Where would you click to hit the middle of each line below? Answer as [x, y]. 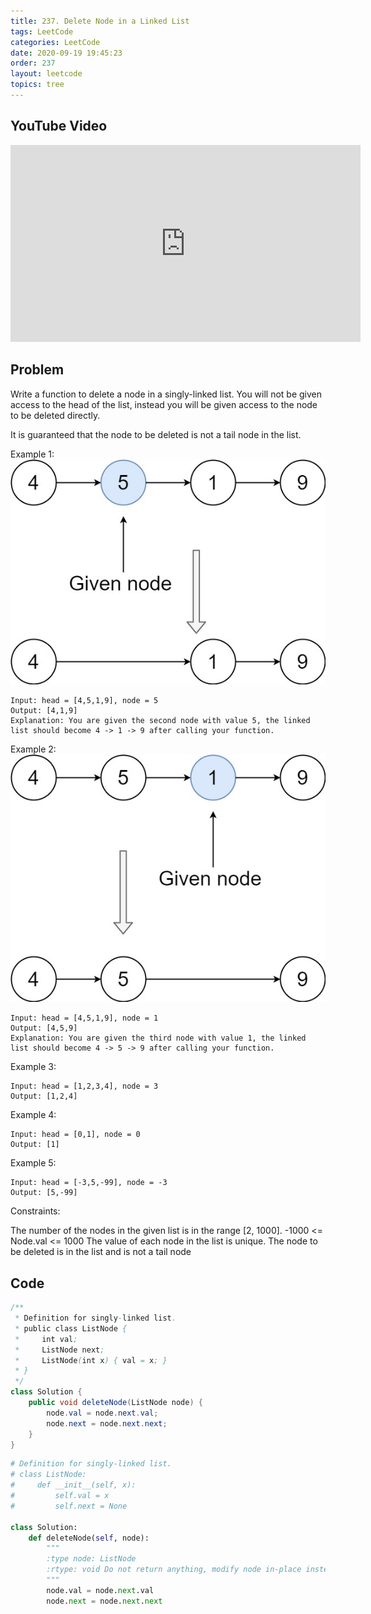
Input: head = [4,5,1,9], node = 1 [84, 1018]
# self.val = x [60, 1496]
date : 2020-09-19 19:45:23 [66, 53]
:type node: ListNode [91, 1559]
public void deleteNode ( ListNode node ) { [115, 1403]
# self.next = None [69, 1506]
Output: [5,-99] [44, 1193]
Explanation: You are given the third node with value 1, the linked [158, 1038]
